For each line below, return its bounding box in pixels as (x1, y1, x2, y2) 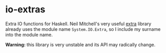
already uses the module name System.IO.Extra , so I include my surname (5, 26, 161, 32)
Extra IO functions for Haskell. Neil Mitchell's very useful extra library (5, 21, 152, 27)
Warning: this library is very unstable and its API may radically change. (5, 41, 156, 47)
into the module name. (5, 31, 53, 38)
